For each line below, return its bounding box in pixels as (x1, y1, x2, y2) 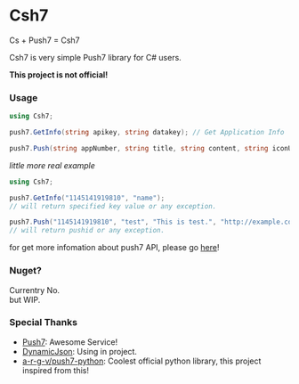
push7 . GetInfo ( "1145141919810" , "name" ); (9, 193, 166, 202)
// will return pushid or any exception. (9, 226, 166, 235)
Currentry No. (9, 284, 61, 295)
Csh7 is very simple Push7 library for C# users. (9, 52, 182, 62)
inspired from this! (21, 364, 90, 375)
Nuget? (9, 265, 42, 277)
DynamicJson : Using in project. (21, 346, 138, 356)
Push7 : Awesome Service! (21, 336, 118, 347)
